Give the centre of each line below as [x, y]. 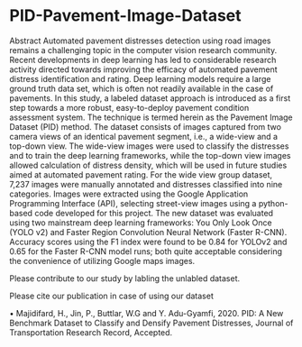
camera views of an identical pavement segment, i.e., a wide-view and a [143, 136]
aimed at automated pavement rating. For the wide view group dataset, [141, 174]
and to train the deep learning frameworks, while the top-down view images [150, 155]
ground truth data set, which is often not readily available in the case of [142, 88]
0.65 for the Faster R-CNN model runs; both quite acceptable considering [146, 251]
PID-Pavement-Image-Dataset [125, 16]
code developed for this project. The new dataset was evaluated [154, 213]
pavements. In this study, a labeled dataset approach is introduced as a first [150, 98]
